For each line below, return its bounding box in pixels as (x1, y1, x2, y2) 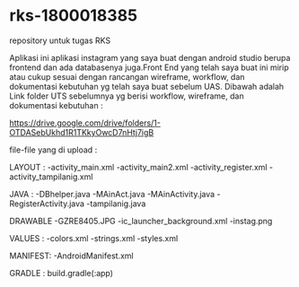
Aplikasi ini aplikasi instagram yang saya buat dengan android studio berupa (9, 52, 291, 63)
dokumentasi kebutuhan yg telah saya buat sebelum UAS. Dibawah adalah (9, 81, 285, 91)
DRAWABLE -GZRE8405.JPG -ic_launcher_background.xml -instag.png (9, 215, 273, 226)
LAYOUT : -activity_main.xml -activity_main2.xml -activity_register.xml (9, 161, 268, 172)
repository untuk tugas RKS (9, 35, 111, 46)
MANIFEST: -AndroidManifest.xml (9, 250, 134, 261)
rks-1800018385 (9, 5, 137, 26)
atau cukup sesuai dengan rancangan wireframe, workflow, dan (9, 71, 245, 82)
